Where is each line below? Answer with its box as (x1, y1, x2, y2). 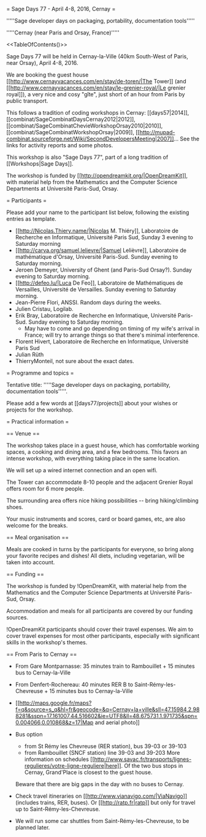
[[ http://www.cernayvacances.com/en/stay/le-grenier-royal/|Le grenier (6, 84, 186, 91)
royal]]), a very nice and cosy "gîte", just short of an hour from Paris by (6, 91, 185, 97)
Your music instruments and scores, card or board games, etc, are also (6, 515, 186, 522)
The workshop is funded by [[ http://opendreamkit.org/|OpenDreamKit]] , (6, 172, 188, 179)
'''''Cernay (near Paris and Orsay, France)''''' (6, 29, 120, 36)
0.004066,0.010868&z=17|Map (15, 719, 94, 726)
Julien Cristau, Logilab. (15, 305, 74, 312)
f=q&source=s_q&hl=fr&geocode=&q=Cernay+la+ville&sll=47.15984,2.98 (15, 706, 200, 713)
